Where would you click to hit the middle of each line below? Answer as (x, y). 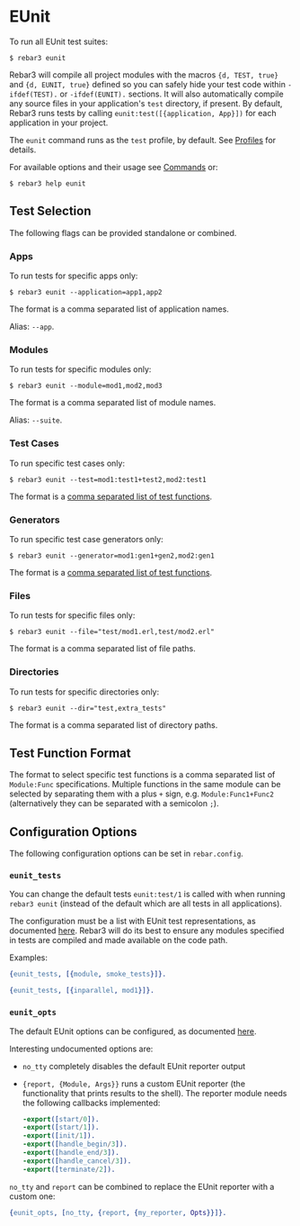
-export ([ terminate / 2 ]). (69, 1169)
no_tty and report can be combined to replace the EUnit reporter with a (142, 1186)
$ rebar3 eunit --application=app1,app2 (86, 293)
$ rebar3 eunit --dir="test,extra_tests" (88, 708)
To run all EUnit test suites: (59, 41)
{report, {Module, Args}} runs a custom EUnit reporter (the (133, 1084)
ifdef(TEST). (34, 95)
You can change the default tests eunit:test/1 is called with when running (147, 895)
